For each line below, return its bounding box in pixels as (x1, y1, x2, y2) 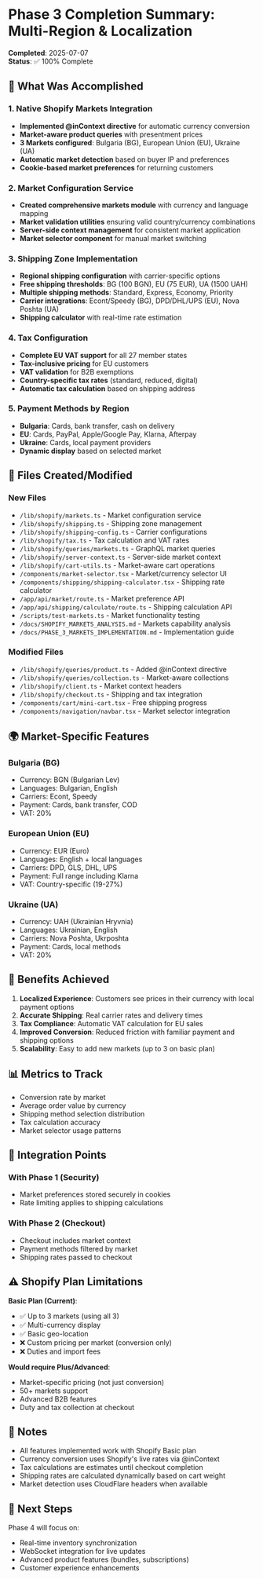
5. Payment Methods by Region (8, 403, 130, 414)
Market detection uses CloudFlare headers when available (19, 1479, 208, 1489)
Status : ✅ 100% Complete (8, 57, 93, 66)
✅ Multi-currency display (19, 1320, 101, 1329)
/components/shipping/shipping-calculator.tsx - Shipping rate (19, 577, 225, 587)
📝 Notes (8, 1425, 48, 1438)
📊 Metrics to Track (8, 1068, 104, 1081)
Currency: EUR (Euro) (19, 846, 89, 855)
